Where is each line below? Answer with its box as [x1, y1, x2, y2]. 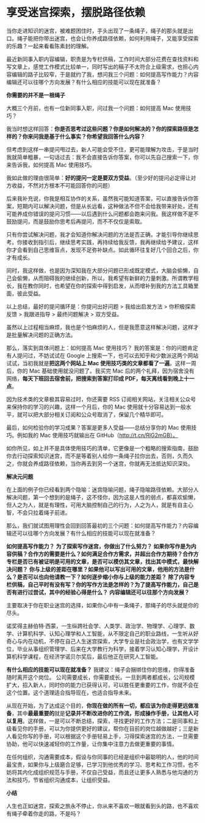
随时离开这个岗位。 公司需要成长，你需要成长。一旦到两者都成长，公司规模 [6, 673, 195, 681]
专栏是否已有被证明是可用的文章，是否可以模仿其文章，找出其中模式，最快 [6, 558, 193, 565]
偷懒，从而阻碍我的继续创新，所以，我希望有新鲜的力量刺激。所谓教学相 [16, 274, 199, 282]
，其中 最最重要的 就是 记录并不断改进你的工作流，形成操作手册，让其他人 [12, 709, 193, 717]
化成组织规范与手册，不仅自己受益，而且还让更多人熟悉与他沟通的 [27, 768, 193, 776]
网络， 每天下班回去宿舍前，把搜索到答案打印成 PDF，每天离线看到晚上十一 [6, 374, 195, 382]
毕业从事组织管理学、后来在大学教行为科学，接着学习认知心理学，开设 [16, 645, 193, 653]
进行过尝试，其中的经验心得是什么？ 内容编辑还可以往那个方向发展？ [16, 588, 190, 596]
